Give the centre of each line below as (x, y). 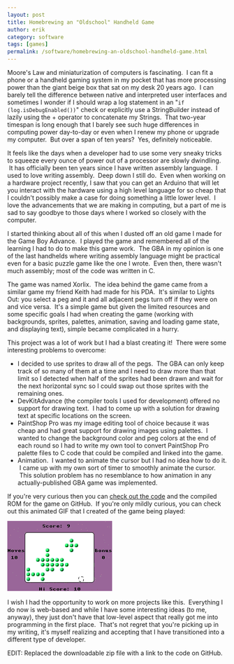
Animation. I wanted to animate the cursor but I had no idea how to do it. (122, 460)
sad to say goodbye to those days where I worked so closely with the (107, 213)
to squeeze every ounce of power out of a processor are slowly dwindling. (114, 160)
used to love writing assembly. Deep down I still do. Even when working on (116, 175)
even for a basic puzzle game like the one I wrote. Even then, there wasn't (115, 263)
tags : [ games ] (28, 44)
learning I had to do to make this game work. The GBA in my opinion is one (116, 248)
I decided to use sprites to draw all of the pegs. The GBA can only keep (121, 364)
